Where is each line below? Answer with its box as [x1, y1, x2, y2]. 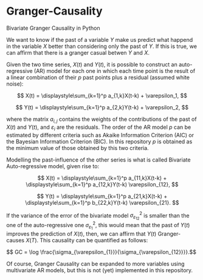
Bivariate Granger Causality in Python [6, 24, 100, 32]
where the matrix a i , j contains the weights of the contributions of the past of [6, 115, 197, 124]
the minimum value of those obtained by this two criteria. [6, 144, 149, 151]
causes [6, 237, 25, 244]
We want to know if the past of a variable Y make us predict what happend [6, 36, 193, 43]
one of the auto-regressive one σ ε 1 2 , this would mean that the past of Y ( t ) [6, 220, 190, 231]
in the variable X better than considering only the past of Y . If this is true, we [6, 43, 198, 50]
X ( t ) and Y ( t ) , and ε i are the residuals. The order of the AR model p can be [6, 123, 191, 132]
